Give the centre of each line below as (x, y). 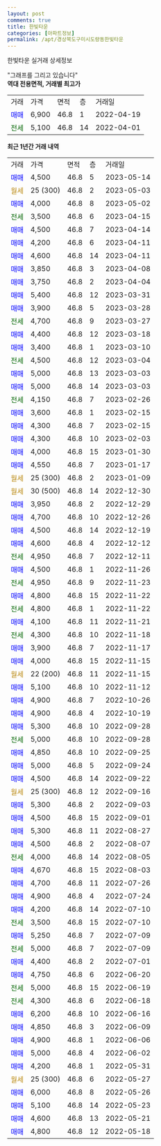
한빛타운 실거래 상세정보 (40, 61)
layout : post (26, 14)
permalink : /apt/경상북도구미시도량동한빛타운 (65, 40)
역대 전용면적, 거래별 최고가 (44, 84)
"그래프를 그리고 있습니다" (43, 75)
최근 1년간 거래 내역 (33, 146)
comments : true (29, 20)
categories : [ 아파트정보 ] (41, 33)
